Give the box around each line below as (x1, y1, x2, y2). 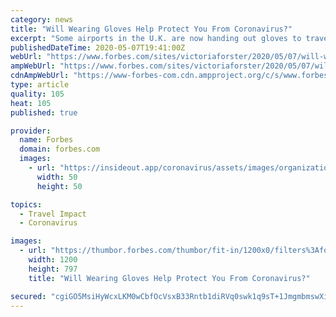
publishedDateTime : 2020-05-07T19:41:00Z (10, 42, 186, 53)
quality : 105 (10, 89, 65, 99)
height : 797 (28, 264, 78, 274)
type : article (10, 80, 70, 90)
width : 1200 (28, 255, 78, 265)
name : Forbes (19, 135, 74, 145)
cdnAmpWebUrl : (10, 71, 70, 81)
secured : (10, 291, 47, 301)
